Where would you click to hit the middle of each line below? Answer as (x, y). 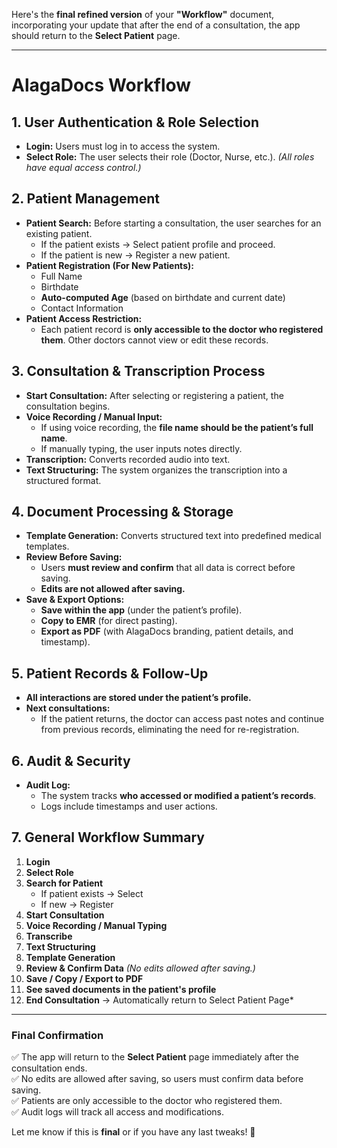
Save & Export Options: (75, 600)
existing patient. (59, 233)
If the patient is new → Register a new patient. (135, 255)
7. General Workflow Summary (108, 837)
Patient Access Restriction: (84, 318)
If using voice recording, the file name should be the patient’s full (177, 427)
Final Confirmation (57, 1035)
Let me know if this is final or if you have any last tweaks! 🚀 (133, 1132)
